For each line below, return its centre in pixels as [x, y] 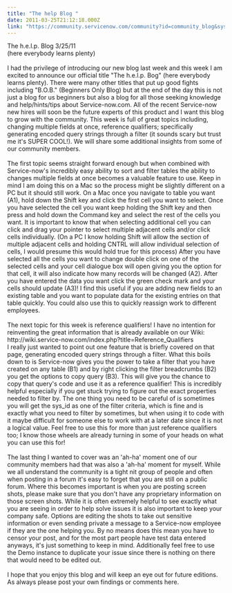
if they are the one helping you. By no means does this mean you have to [111, 531]
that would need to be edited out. [55, 560]
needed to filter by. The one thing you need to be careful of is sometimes [111, 399]
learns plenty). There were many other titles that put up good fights [103, 83]
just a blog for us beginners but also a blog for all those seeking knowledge [114, 97]
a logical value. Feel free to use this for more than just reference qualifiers [112, 428]
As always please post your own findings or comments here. [93, 582]
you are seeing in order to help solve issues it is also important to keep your [115, 509]
